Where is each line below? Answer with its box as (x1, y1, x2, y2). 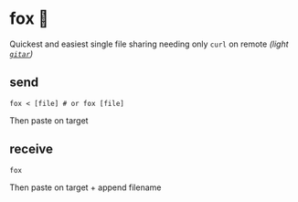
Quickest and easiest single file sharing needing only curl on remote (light (9, 38, 290, 49)
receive (9, 142, 53, 157)
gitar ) (9, 48, 34, 58)
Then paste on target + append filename (9, 182, 162, 193)
